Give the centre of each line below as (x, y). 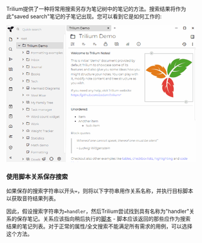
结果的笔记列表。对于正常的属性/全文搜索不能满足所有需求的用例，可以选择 (99, 226)
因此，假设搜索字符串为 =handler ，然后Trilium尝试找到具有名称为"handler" (98, 211)
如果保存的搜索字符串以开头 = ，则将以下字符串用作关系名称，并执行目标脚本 (100, 191)
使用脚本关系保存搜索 (37, 177)
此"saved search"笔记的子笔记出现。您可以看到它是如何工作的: (84, 16)
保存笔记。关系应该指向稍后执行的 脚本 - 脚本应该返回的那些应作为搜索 (104, 219)
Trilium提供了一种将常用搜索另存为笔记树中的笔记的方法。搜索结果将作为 (96, 9)
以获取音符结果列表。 (32, 198)
